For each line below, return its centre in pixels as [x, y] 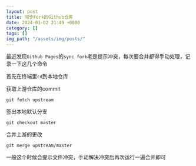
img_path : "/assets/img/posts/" [46, 39]
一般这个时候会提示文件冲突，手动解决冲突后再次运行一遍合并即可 [86, 157]
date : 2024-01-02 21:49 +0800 [43, 22]
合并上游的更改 [24, 134]
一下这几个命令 [29, 64]
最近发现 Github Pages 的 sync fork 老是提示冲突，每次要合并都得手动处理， [96, 56]
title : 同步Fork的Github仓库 [40, 17]
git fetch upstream [30, 100]
